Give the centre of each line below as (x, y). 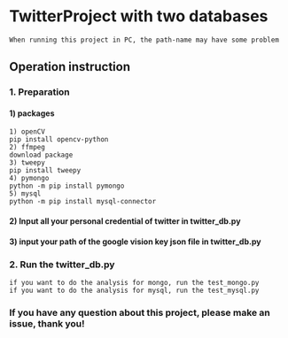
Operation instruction (70, 67)
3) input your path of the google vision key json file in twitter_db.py (135, 242)
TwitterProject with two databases (139, 16)
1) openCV (27, 132)
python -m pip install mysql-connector (83, 202)
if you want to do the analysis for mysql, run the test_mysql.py (134, 290)
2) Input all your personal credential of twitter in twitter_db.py (125, 221)
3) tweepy (27, 163)
